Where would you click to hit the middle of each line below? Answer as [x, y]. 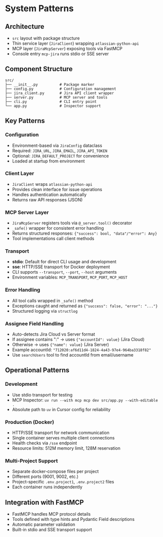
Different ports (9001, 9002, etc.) [45, 477]
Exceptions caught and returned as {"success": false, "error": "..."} [85, 306]
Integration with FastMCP [45, 502]
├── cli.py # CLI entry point [51, 101]
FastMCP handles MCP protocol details [51, 514]
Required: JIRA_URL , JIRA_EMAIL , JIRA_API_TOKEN [60, 150]
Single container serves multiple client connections [63, 438]
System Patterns [39, 9]
